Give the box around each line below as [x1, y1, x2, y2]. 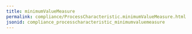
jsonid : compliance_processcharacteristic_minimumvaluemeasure [6, 19, 165, 25]
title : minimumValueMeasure [6, 8, 76, 14]
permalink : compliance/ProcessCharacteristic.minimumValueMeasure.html [6, 14, 186, 20]
